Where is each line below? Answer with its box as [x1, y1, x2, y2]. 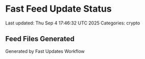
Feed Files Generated [5, 35, 75, 43]
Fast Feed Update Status [5, 3, 112, 15]
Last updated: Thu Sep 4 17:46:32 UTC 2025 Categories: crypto [5, 20, 140, 26]
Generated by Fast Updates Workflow [5, 48, 85, 54]
